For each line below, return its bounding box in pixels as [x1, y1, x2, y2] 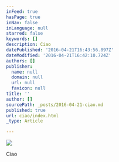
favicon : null [11, 85, 46, 91]
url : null [11, 80, 35, 86]
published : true [6, 107, 46, 113]
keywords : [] [6, 36, 38, 42]
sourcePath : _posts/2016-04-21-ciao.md [6, 101, 104, 108]
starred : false [6, 31, 43, 37]
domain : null [11, 74, 43, 80]
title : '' [6, 91, 30, 97]
